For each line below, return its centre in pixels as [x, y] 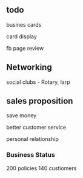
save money [22, 115]
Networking [29, 67]
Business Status [31, 155]
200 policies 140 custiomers [41, 168]
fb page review [25, 48]
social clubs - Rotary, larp [38, 82]
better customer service [36, 128]
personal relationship [32, 139]
